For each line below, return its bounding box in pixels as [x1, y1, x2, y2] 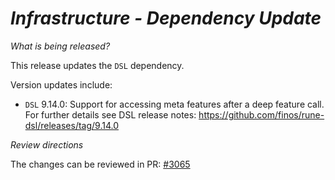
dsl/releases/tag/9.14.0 [24, 119, 119, 131]
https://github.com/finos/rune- [198, 108, 325, 121]
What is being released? [10, 40, 111, 52]
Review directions [10, 138, 84, 151]
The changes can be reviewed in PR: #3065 [10, 158, 191, 170]
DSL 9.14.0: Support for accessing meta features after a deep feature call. [24, 98, 325, 110]
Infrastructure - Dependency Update [10, 7, 322, 30]
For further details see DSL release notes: [24, 108, 197, 121]
